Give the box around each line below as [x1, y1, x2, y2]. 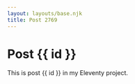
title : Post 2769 [7, 17, 58, 23]
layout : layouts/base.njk [7, 10, 82, 17]
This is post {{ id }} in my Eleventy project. [7, 69, 129, 77]
